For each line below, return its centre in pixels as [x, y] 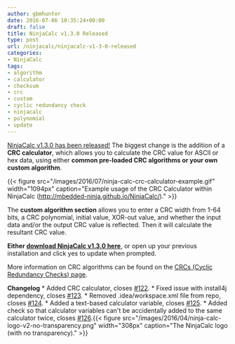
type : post [23, 40]
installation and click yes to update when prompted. [82, 253]
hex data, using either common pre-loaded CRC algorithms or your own [113, 160]
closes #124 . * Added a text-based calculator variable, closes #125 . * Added [117, 302]
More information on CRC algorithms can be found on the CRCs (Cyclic [110, 267]
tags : [15, 66]
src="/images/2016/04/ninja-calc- [172, 318]
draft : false [26, 27]
